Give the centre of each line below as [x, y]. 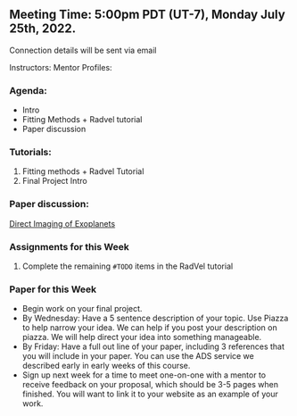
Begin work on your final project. [82, 309]
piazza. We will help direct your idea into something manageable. [142, 337]
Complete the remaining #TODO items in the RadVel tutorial [128, 266]
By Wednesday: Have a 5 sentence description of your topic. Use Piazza [155, 318]
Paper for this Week [53, 289]
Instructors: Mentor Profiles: [61, 67]
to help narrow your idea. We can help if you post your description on [150, 328]
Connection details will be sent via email [83, 50]
